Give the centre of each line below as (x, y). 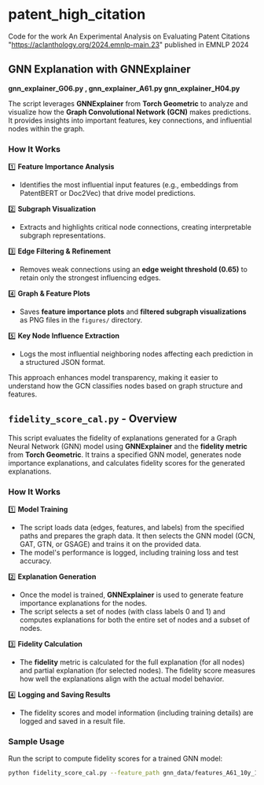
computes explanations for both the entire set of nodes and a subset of (134, 620)
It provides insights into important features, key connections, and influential (130, 120)
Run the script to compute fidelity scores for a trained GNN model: (115, 759)
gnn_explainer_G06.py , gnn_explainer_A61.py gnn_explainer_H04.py (124, 88)
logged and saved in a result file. (72, 721)
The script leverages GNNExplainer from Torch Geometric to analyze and (128, 103)
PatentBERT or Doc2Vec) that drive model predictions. (108, 193)
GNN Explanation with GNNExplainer (99, 70)
